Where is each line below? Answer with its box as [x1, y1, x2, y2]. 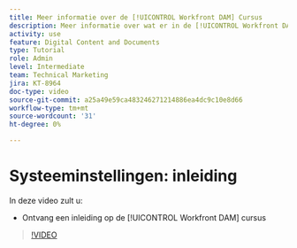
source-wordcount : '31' [9, 112, 97, 120]
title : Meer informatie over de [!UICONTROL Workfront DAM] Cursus [9, 12, 263, 22]
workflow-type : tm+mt [9, 104, 89, 112]
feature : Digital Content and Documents [9, 37, 161, 47]
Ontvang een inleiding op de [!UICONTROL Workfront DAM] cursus [21, 212, 267, 222]
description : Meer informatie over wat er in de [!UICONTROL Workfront [9, 21, 278, 30]
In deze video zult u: [9, 195, 83, 205]
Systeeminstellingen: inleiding [9, 166, 238, 186]
